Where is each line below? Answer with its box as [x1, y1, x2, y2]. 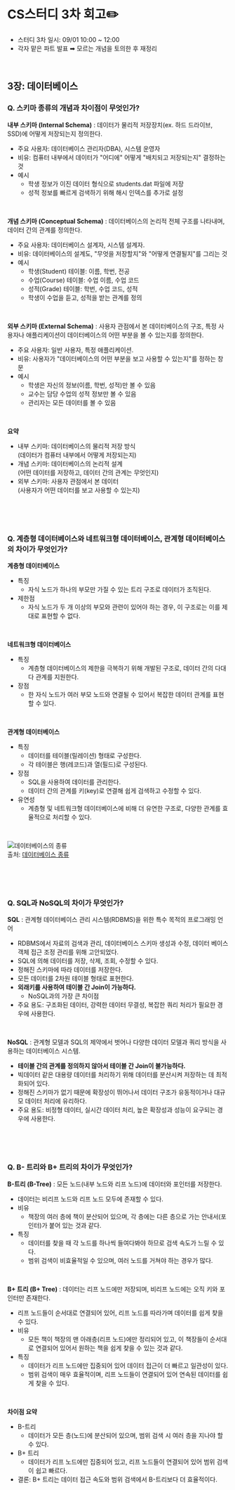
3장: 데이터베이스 [7, 80, 79, 92]
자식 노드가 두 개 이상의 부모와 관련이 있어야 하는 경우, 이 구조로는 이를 [27, 603, 221, 611]
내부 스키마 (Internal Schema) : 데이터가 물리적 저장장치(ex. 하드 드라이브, [7, 120, 213, 129]
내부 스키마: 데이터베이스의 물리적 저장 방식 [17, 442, 136, 450]
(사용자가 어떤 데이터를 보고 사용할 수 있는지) [17, 486, 140, 494]
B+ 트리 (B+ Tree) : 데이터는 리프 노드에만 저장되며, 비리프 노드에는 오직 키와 [7, 1285, 218, 1293]
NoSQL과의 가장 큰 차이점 [27, 992, 100, 1001]
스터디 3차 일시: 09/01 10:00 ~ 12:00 [17, 35, 120, 44]
